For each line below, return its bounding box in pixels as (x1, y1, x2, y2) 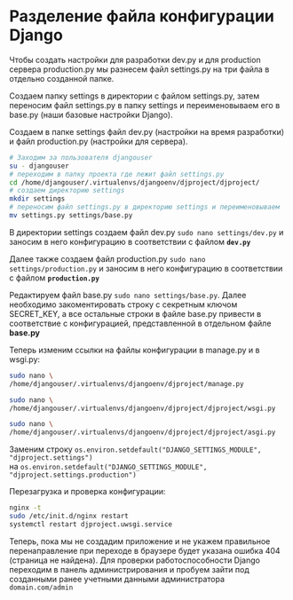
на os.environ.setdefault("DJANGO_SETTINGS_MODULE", (9, 462, 208, 472)
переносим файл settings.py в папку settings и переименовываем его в (9, 99, 281, 110)
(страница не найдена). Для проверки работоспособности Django (9, 555, 260, 565)
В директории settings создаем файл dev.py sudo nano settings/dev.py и (9, 226, 284, 237)
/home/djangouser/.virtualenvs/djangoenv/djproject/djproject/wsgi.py (9, 404, 276, 413)
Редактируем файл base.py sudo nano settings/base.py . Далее (9, 289, 247, 300)
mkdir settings (9, 194, 66, 203)
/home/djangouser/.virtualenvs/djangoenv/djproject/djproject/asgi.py (9, 428, 276, 437)
